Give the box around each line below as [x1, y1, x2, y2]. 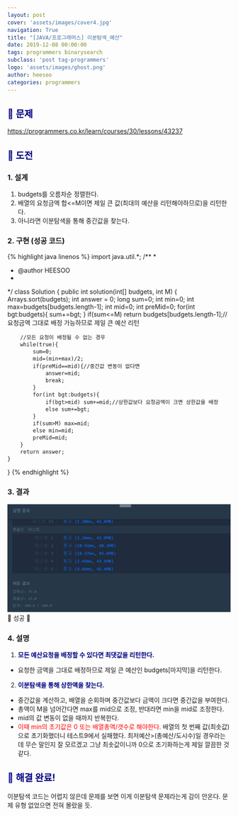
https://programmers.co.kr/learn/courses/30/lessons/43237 [7, 127, 183, 136]
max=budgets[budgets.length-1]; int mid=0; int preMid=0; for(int [7, 302, 195, 311]
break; [45, 377, 65, 385]
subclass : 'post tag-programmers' [7, 57, 110, 64]
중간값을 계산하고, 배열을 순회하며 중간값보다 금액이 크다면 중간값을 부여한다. [17, 696, 230, 705]
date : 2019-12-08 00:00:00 [7, 41, 87, 49]
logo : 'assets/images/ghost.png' [7, 64, 106, 71]
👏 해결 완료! [7, 772, 56, 784]
